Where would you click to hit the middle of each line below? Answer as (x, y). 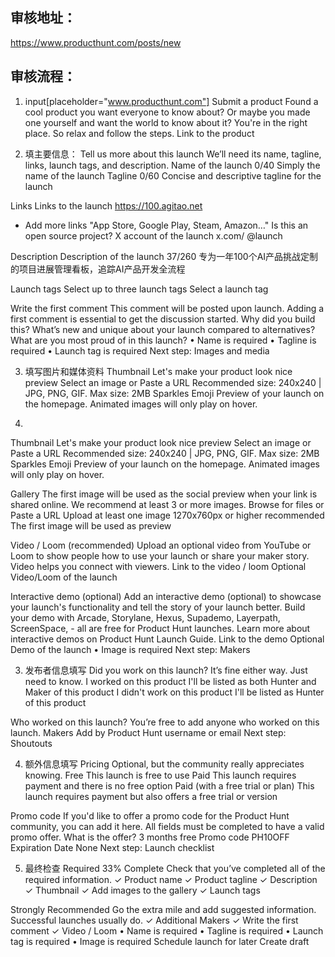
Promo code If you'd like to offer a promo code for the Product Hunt (150, 815)
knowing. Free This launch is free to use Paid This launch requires (160, 775)
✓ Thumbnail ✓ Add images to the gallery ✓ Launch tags (142, 890)
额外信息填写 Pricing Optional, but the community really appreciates (164, 764)
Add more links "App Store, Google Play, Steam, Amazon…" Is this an (166, 225)
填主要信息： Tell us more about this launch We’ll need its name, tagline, (173, 154)
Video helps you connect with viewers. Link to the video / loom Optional (158, 566)
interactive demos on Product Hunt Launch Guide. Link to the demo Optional (167, 639)
